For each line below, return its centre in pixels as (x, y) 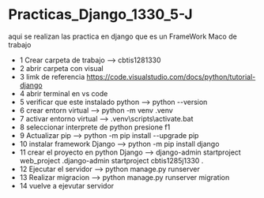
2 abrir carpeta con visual (62, 68)
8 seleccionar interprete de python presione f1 (95, 127)
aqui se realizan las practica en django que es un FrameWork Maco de (123, 36)
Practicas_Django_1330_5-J (100, 15)
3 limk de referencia (52, 77)
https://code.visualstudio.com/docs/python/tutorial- (171, 77)
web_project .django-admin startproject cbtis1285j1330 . (111, 160)
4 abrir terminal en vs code (64, 93)
